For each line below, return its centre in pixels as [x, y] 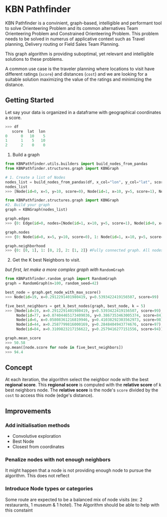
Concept [19, 367]
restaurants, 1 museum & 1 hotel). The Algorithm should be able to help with [83, 505]
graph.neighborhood [25, 246]
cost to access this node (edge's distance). [49, 395]
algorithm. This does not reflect [37, 476]
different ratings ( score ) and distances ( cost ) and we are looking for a [76, 74]
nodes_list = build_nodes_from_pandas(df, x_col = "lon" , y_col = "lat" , [79, 182]
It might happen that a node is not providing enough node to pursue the [78, 470]
